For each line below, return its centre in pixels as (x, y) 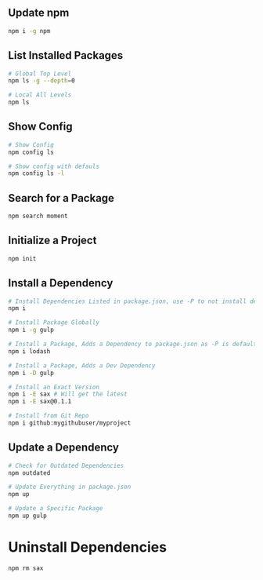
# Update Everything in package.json (70, 487)
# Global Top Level (40, 74)
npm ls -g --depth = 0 (42, 81)
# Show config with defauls (54, 166)
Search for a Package (61, 198)
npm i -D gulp (31, 373)
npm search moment (38, 216)
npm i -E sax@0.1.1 (40, 402)
